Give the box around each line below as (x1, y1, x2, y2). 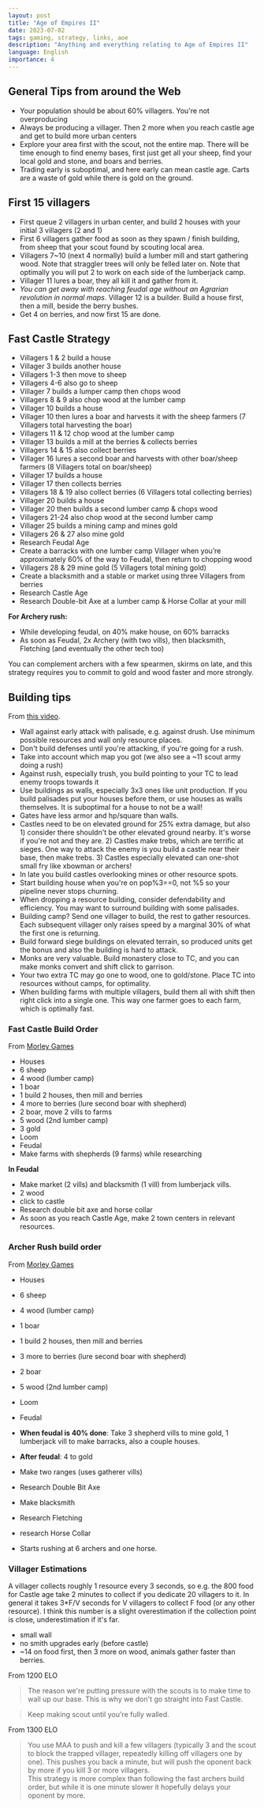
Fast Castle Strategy (8, 332, 110, 345)
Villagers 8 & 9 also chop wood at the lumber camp (19, 395, 186, 405)
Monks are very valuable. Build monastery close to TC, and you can (19, 954, 240, 963)
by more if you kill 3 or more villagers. (27, 1765, 151, 1775)
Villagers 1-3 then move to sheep (19, 370, 128, 379)
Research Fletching (19, 1512, 83, 1522)
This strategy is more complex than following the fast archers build (27, 1774, 244, 1784)
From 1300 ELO (8, 1725, 58, 1735)
